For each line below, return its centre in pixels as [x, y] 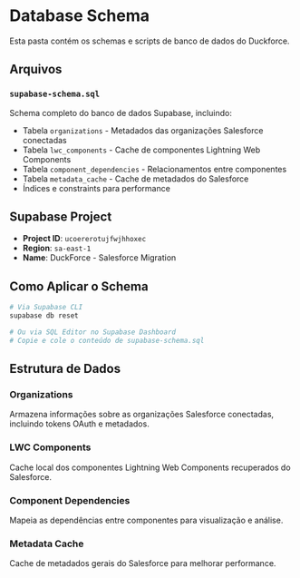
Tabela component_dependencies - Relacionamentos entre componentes [155, 169]
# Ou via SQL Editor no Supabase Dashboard [93, 332]
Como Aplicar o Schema [79, 286]
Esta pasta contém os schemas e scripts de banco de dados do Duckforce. [150, 41]
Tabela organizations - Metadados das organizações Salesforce [143, 130]
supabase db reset [44, 316]
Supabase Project [61, 217]
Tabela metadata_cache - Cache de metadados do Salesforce [135, 179]
